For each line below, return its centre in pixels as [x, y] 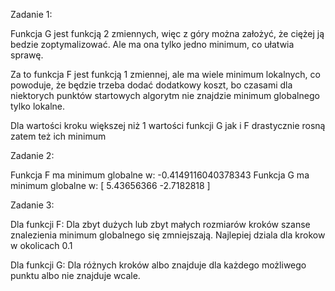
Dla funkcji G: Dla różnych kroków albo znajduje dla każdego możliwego [158, 265]
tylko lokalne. [38, 106]
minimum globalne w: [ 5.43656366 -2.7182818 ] [110, 185]
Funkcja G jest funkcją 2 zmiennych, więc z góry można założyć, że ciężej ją [167, 33]
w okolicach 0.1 [41, 245]
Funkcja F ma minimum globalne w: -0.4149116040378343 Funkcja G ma [160, 175]
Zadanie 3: [32, 205]
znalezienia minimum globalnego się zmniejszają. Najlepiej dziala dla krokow [168, 235]
